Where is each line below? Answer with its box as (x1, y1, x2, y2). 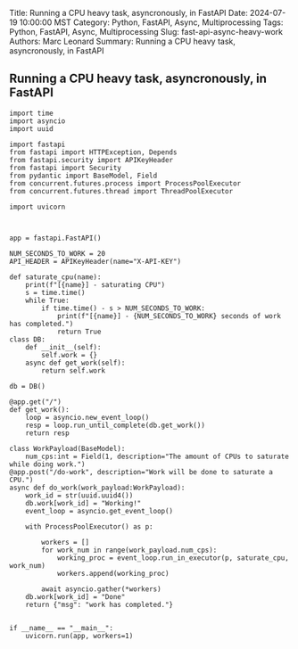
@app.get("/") (9, 397, 62, 407)
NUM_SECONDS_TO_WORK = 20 (9, 249, 105, 258)
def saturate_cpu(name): (9, 272, 102, 282)
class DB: (9, 334, 46, 344)
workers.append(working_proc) (56, 569, 170, 578)
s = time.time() (25, 288, 87, 297)
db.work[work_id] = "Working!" (25, 498, 142, 507)
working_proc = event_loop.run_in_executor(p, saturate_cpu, (56, 553, 290, 563)
